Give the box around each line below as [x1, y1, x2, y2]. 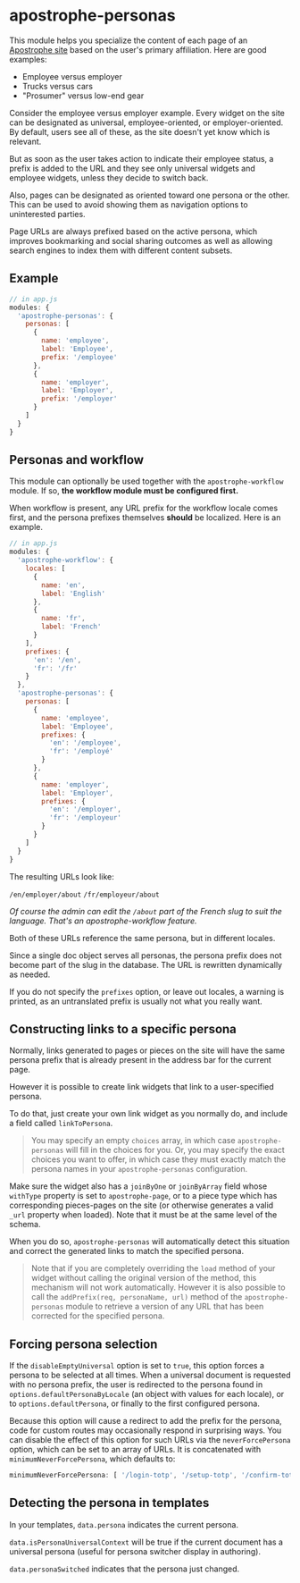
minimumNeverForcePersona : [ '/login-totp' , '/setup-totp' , [9, 1471, 238, 1480]
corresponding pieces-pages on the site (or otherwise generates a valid [9, 1200, 274, 1211]
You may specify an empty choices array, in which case [30, 1135, 236, 1146]
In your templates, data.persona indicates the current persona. [9, 1519, 239, 1529]
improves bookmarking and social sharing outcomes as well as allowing [9, 235, 273, 246]
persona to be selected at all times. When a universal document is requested [9, 1369, 291, 1381]
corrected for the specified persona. [30, 1310, 165, 1321]
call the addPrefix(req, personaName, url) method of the [30, 1292, 243, 1302]
